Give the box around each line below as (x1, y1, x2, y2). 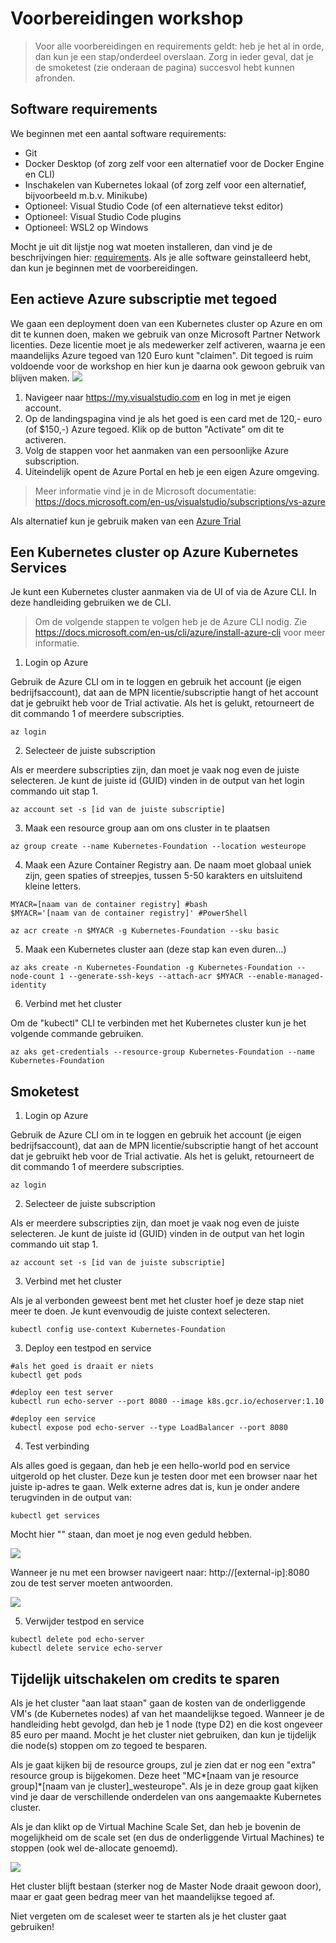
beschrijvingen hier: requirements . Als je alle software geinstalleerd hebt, (10, 251, 312, 263)
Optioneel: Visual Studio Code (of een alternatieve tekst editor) (24, 200, 284, 212)
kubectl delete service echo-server (10, 1643, 163, 1654)
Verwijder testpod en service (24, 1615, 145, 1627)
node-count (10, 972, 56, 982)
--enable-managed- (247, 972, 325, 982)
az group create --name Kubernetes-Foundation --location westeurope (10, 842, 307, 852)
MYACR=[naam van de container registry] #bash (10, 900, 208, 910)
